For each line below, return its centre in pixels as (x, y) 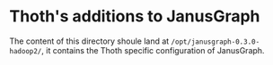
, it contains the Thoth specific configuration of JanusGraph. (153, 50)
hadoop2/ (26, 51)
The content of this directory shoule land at (89, 41)
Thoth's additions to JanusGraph (135, 16)
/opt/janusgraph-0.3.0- (216, 42)
